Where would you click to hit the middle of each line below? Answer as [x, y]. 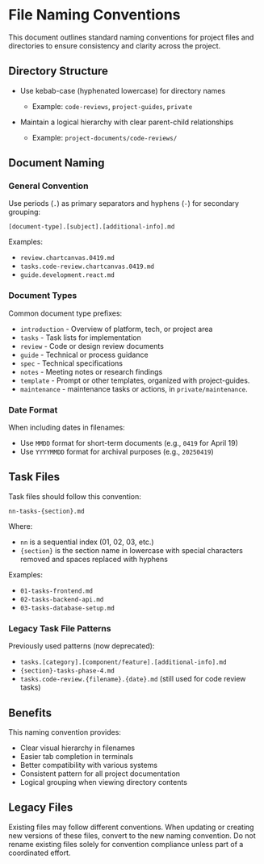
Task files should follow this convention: [75, 496]
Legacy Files [41, 808]
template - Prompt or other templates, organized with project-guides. [135, 380]
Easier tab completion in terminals [76, 756]
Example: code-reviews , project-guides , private [112, 106]
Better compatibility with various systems [89, 765]
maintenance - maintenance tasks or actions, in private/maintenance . [134, 388]
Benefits [30, 713]
